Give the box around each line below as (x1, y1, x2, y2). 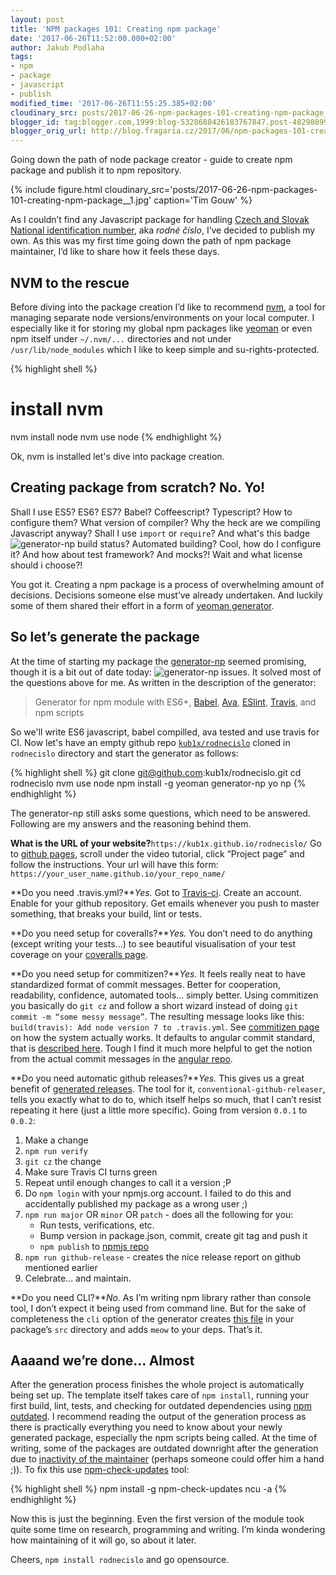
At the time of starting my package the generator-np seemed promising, (10, 655, 307, 667)
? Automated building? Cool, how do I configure (124, 537, 322, 550)
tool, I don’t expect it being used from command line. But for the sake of (10, 1302, 307, 1314)
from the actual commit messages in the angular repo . (10, 1052, 233, 1065)
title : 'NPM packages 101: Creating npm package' (10, 24, 222, 34)
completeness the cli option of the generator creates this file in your (10, 1312, 295, 1325)
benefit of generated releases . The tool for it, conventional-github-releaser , (10, 1082, 326, 1095)
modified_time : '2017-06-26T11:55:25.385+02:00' (10, 98, 217, 108)
